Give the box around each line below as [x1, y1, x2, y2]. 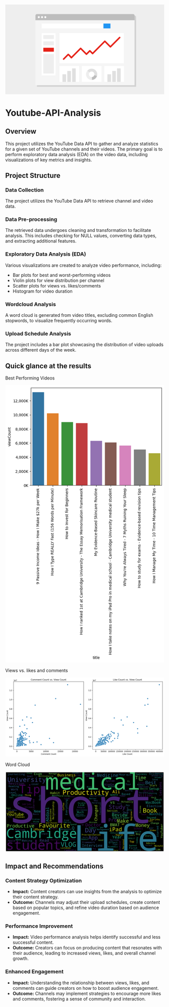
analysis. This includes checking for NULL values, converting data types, [5, 232, 157, 239]
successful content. [12, 939, 54, 945]
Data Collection [5, 186, 44, 194]
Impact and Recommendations [5, 861, 103, 871]
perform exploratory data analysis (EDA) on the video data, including [5, 151, 148, 157]
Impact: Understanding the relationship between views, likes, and [12, 980, 150, 986]
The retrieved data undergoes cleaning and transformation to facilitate [5, 227, 151, 233]
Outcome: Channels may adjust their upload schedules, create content [12, 899, 160, 905]
